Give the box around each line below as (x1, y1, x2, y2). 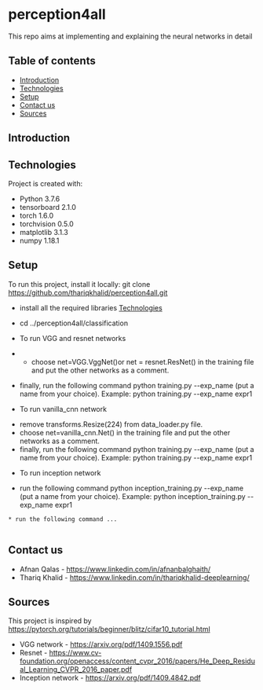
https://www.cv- (49, 648, 102, 658)
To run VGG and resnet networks (19, 333, 126, 343)
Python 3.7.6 (19, 194, 60, 204)
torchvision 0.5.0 (19, 218, 75, 229)
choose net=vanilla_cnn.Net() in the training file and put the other (19, 428, 231, 437)
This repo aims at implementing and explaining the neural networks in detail (8, 31, 253, 41)
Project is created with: (8, 178, 83, 188)
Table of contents (8, 54, 96, 68)
